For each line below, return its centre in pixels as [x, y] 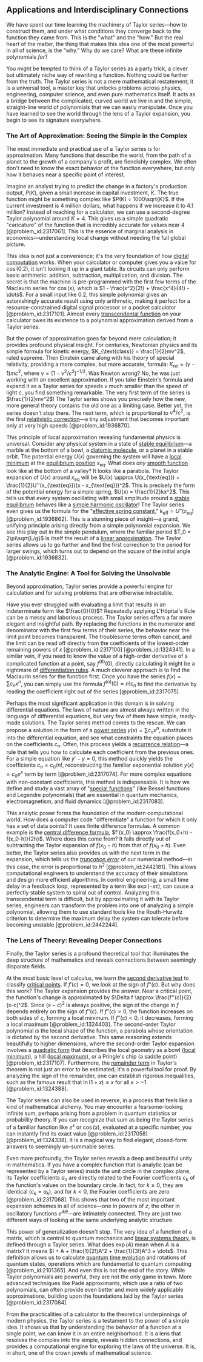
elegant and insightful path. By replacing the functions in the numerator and [101, 624]
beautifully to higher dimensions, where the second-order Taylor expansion [101, 1043]
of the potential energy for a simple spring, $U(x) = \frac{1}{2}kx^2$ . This [98, 491]
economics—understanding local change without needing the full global [96, 238]
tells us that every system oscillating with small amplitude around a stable [98, 498]
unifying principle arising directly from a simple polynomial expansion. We [98, 525]
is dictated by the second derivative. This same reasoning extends [89, 1037]
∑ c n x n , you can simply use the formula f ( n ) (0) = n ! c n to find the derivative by [101, 684]
